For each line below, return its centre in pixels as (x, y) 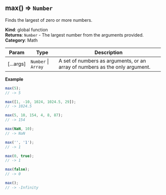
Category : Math (21, 40)
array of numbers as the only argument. (104, 67)
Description (108, 52)
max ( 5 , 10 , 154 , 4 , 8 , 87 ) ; (34, 115)
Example (14, 79)
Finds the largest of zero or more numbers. (49, 20)
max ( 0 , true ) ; (20, 156)
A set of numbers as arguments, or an (102, 60)
